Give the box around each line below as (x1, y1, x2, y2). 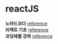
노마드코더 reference (5, 20, 48, 26)
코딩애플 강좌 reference (5, 33, 53, 39)
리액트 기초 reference (5, 26, 49, 33)
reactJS (5, 3, 39, 15)
